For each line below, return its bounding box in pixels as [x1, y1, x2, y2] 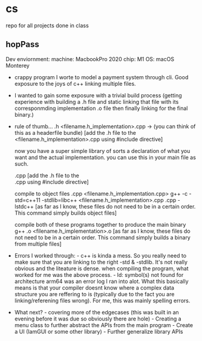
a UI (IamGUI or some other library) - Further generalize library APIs [14, 328, 183, 335]
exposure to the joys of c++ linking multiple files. [14, 80, 137, 87]
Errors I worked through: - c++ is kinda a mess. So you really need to [14, 252, 187, 259]
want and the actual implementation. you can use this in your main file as [14, 154, 196, 161]
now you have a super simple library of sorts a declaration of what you [14, 147, 191, 154]
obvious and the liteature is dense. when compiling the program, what [14, 265, 189, 272]
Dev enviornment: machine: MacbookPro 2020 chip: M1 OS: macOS [5, 55, 175, 62]
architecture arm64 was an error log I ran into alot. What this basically [14, 278, 189, 285]
